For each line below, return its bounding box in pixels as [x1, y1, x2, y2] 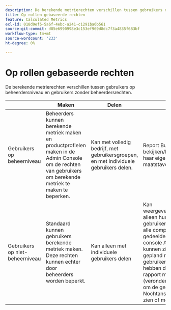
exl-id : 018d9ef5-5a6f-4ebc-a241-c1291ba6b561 [5, 21, 106, 27]
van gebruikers [45, 167, 82, 174]
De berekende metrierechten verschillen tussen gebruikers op [5, 83, 135, 90]
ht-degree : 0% [5, 41, 36, 46]
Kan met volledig [91, 138, 131, 146]
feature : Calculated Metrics [5, 17, 67, 22]
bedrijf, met [91, 145, 119, 152]
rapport [143, 271, 161, 278]
